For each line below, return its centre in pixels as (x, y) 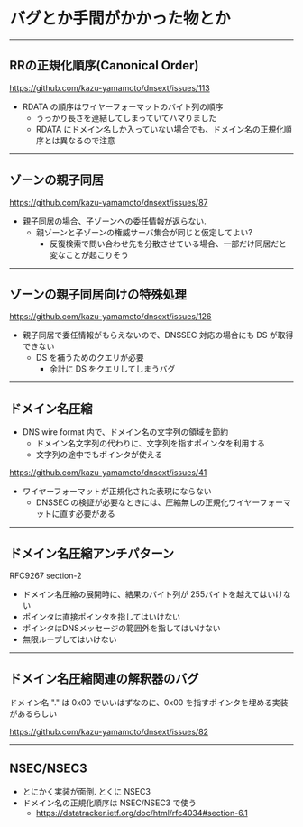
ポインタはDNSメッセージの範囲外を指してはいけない (121, 628)
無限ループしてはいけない (69, 639)
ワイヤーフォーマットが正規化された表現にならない (117, 492)
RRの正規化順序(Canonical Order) (104, 65)
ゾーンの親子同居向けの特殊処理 (98, 294)
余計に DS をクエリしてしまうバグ (112, 369)
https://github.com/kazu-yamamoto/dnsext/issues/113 (110, 87)
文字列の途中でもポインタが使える (99, 455)
